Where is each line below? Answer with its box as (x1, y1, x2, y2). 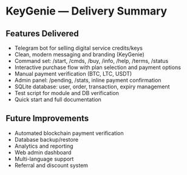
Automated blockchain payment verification (14, 129, 124, 137)
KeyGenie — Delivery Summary (5, 4, 168, 18)
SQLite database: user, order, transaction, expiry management (14, 83, 170, 90)
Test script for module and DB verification (14, 90, 120, 96)
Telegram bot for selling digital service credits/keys (14, 44, 143, 51)
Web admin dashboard (14, 148, 72, 156)
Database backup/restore (14, 136, 79, 143)
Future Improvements (5, 113, 89, 124)
